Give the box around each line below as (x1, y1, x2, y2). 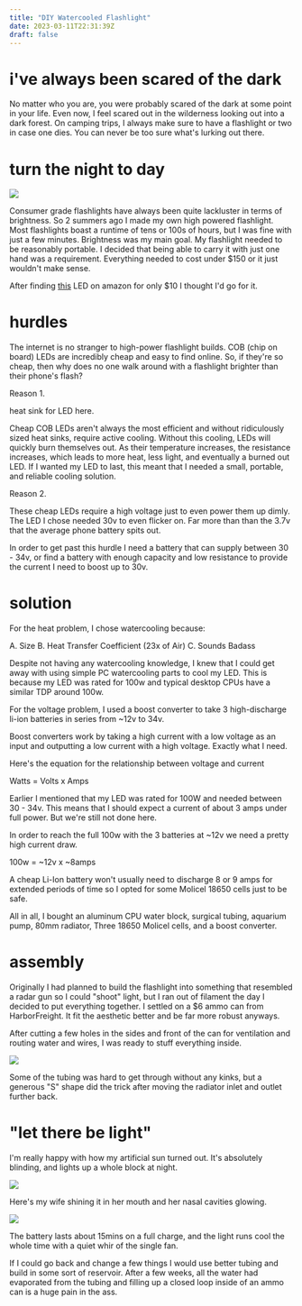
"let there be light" (9, 1123, 152, 1143)
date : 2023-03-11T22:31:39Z (9, 22, 115, 31)
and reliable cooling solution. (9, 470, 117, 482)
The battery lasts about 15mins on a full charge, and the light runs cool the (9, 1231, 286, 1241)
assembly (9, 952, 85, 973)
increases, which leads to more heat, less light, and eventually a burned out (9, 452, 290, 462)
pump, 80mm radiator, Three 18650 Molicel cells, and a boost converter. (9, 920, 278, 931)
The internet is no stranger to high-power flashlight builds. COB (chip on (9, 342, 278, 352)
